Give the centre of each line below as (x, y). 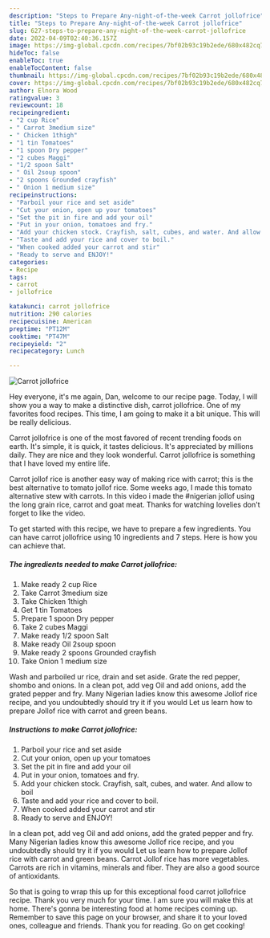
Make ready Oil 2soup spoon (68, 644)
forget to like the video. (47, 513)
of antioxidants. (35, 876)
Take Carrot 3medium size (64, 593)
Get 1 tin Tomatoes (51, 610)
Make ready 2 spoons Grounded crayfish (89, 653)
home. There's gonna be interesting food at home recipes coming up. (124, 909)
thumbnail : (27, 75)
